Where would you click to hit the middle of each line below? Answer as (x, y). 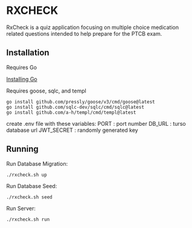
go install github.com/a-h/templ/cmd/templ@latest (71, 112)
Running (23, 149)
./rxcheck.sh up (27, 175)
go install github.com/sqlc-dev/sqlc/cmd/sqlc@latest (75, 107)
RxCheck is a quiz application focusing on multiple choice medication (93, 27)
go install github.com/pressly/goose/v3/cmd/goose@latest (81, 102)
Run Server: (21, 208)
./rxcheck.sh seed (29, 197)
